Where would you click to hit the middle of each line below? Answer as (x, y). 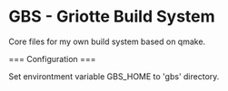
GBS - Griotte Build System (112, 17)
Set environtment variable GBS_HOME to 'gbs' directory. (114, 76)
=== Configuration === (52, 59)
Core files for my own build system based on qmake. (107, 41)
